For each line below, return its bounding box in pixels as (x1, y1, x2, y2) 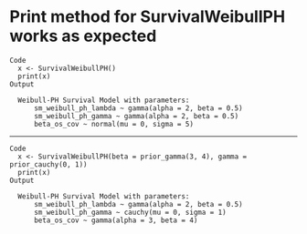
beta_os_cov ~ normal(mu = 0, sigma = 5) (33, 119, 195, 128)
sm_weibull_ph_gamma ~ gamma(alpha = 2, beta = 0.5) (33, 111, 239, 120)
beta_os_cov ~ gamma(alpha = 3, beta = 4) (33, 216, 198, 225)
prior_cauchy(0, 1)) (9, 159, 89, 169)
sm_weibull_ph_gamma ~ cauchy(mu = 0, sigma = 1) (33, 208, 227, 217)
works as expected (9, 25, 157, 46)
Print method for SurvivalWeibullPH (9, 6, 286, 27)
